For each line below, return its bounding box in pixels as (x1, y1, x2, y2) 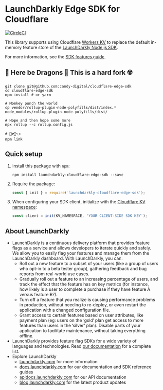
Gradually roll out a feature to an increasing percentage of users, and (19, 276, 158, 282)
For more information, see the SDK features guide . (5, 53, 106, 59)
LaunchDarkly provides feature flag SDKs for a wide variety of (12, 338, 137, 344)
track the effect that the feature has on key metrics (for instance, (19, 281, 149, 287)
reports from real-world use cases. (19, 271, 90, 277)
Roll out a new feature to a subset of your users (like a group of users (19, 261, 159, 266)
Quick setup (5, 150, 43, 159)
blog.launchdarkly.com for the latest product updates (19, 379, 127, 385)
